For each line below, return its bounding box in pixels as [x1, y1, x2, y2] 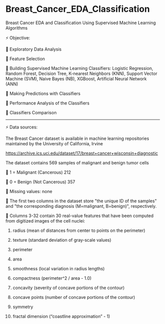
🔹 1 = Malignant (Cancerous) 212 [5, 169, 71, 175]
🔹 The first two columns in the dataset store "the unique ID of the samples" [5, 198, 157, 204]
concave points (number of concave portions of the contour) [12, 294, 135, 300]
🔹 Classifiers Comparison [5, 109, 57, 115]
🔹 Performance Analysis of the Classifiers [5, 100, 90, 106]
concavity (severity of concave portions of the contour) [12, 285, 125, 291]
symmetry [12, 304, 33, 310]
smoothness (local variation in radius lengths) [12, 265, 105, 271]
